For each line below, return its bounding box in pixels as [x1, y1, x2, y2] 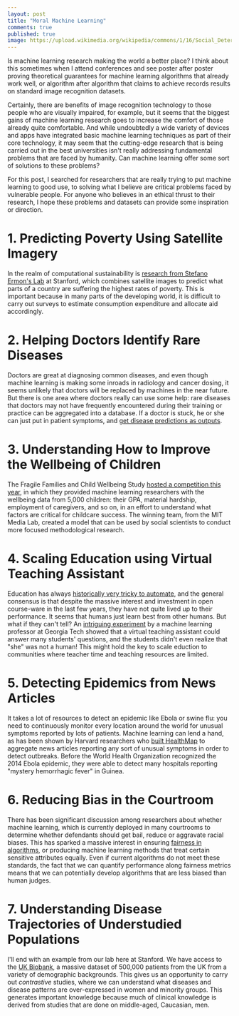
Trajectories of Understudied [7, 916, 182, 932]
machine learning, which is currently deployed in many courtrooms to [7, 823, 211, 831]
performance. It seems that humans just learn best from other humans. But [7, 611, 226, 621]
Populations [7, 931, 80, 948]
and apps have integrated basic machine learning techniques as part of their [7, 131, 231, 140]
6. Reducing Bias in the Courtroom [7, 792, 214, 808]
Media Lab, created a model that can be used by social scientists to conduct [7, 518, 231, 527]
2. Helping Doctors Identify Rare [7, 332, 201, 348]
